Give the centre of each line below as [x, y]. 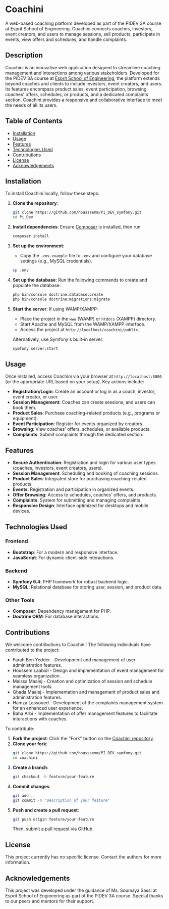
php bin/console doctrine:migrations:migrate [61, 299]
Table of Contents [34, 121]
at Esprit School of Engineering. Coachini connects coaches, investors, [79, 28]
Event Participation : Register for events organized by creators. [78, 424]
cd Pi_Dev [23, 217]
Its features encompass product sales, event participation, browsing [76, 89]
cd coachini [25, 758]
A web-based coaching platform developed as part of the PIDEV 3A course [83, 23]
